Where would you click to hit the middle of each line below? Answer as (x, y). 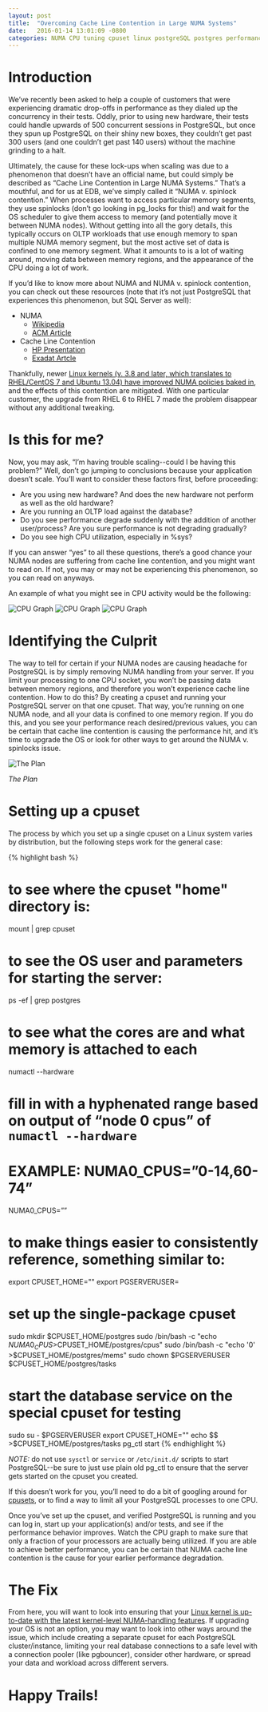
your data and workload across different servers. (89, 1663)
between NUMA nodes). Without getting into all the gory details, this (120, 225)
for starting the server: (85, 978)
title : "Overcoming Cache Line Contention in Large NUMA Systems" (123, 23)
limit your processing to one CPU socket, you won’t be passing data (120, 681)
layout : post (30, 16)
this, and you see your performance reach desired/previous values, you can (133, 723)
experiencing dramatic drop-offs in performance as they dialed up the (123, 108)
